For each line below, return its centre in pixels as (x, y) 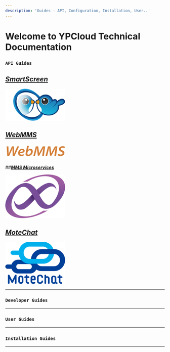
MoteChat (22, 232)
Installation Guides (31, 338)
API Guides (18, 63)
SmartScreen (27, 79)
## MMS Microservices (30, 167)
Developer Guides (27, 300)
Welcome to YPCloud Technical (73, 36)
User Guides (20, 319)
